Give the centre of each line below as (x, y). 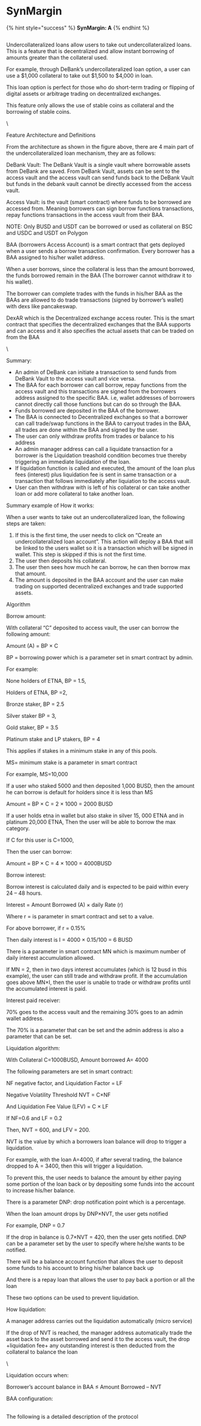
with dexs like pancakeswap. (42, 306)
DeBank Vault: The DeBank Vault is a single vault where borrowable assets (98, 164)
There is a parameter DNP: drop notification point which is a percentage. (96, 1202)
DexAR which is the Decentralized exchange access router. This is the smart (100, 318)
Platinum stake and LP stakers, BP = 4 (53, 739)
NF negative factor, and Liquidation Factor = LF (64, 1083)
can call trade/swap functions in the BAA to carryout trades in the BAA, (103, 423)
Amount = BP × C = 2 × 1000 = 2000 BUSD (59, 804)
